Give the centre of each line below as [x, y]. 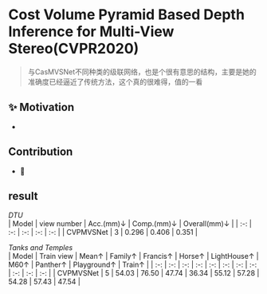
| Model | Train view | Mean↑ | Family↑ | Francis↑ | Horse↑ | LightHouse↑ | [133, 256]
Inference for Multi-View [91, 32]
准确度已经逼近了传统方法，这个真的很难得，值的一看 [115, 81]
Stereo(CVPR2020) [74, 49]
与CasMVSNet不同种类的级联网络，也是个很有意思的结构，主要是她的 [142, 72]
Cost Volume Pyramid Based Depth [127, 15]
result [23, 196]
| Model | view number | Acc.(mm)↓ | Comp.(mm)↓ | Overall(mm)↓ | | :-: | [130, 224]
